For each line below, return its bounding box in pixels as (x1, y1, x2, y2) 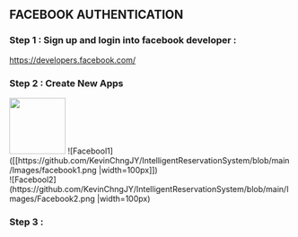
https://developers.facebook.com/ (9, 54, 136, 66)
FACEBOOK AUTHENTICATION (9, 7, 184, 22)
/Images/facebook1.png (9, 164, 97, 175)
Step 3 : (9, 215, 44, 228)
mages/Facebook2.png (9, 193, 96, 204)
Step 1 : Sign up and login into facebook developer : (9, 34, 237, 47)
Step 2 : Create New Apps (9, 76, 124, 89)
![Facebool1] (66, 145, 114, 156)
